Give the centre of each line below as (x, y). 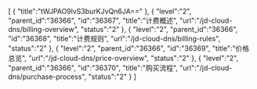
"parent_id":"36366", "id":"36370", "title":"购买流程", (93, 68)
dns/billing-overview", (44, 29)
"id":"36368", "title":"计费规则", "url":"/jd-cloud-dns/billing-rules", (114, 39)
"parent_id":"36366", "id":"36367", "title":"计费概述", (93, 20)
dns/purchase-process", (47, 77)
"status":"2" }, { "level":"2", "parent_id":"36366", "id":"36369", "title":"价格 (128, 48)
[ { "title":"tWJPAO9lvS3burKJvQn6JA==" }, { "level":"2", (100, 11)
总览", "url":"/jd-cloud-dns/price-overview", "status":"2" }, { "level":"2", (123, 58)
